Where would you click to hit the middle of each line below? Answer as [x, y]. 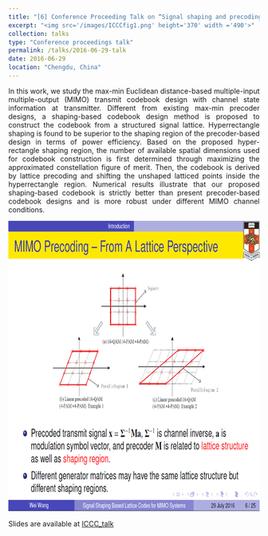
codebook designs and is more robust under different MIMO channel [134, 201]
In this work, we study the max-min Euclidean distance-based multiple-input [134, 91]
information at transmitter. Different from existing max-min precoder [134, 108]
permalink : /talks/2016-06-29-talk [67, 51]
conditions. [27, 209]
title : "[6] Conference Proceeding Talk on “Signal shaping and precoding [135, 17]
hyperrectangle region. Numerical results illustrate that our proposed [134, 184]
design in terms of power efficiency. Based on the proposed [121, 142]
